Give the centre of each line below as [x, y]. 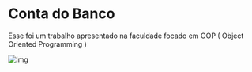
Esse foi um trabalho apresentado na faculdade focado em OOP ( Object [126, 36]
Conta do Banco [62, 14]
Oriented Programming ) [47, 44]
